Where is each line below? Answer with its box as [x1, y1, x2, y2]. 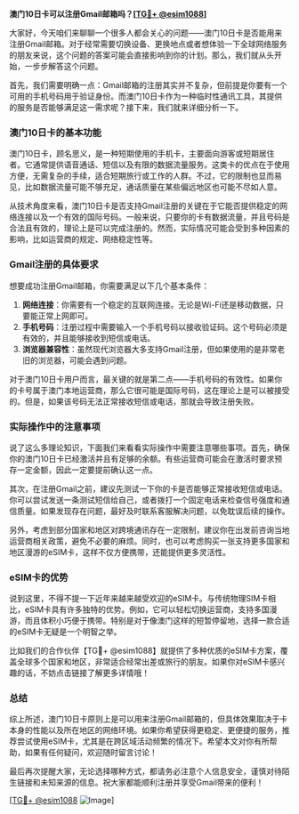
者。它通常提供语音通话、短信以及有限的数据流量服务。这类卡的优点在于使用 [9, 159, 290, 170]
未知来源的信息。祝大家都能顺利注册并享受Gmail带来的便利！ [39, 778, 264, 788]
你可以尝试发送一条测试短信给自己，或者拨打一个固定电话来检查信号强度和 [9, 494, 282, 505]
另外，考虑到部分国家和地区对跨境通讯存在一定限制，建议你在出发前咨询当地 [9, 524, 290, 535]
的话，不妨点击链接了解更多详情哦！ [16, 667, 149, 679]
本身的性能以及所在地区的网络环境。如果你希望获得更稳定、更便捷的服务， [9, 725, 282, 736]
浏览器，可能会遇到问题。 [37, 355, 132, 366]
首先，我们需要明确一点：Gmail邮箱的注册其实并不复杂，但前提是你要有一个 [9, 80, 287, 90]
